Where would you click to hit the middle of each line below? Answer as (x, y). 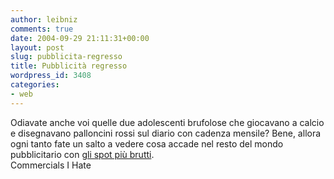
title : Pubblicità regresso (69, 66)
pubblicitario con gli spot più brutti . (82, 154)
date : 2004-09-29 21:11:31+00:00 (80, 38)
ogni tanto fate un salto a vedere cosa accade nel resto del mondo (147, 143)
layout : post (37, 47)
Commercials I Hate (51, 165)
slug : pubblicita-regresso (66, 57)
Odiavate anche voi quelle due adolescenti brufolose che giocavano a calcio (167, 122)
